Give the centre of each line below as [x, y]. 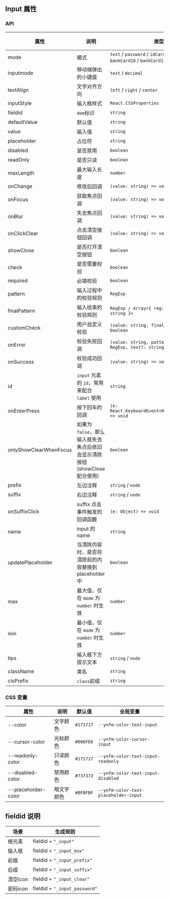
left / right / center [134, 90]
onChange [20, 186]
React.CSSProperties [135, 103]
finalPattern [21, 311]
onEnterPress [24, 411]
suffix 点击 [89, 504]
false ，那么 [91, 432]
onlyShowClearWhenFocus [40, 450]
